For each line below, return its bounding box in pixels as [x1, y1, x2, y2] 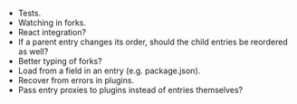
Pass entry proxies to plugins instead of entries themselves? [17, 85, 244, 95]
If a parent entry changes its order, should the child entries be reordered [17, 36, 288, 47]
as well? [17, 46, 49, 57]
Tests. [17, 8, 42, 18]
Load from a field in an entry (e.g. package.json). [17, 65, 201, 76]
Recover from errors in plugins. [17, 75, 134, 85]
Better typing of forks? [17, 56, 102, 66]
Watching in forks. [17, 17, 87, 28]
